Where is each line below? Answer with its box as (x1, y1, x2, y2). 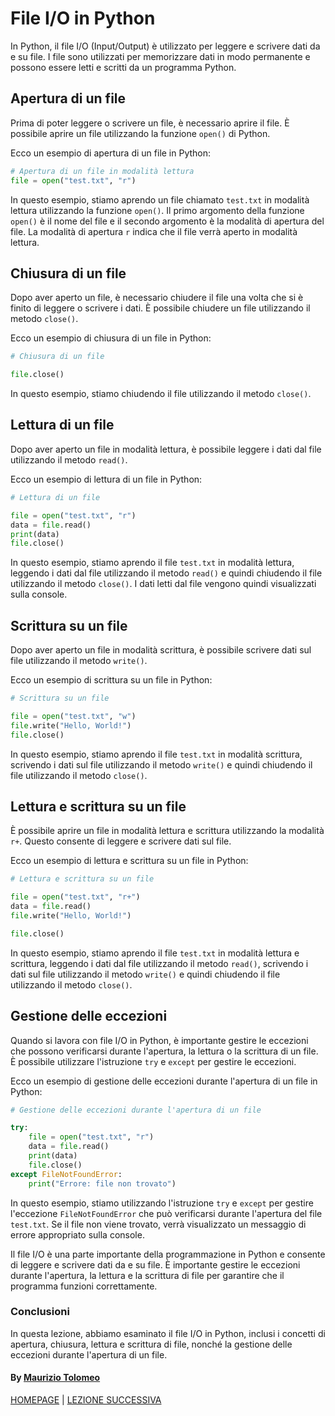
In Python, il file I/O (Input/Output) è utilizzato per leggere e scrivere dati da (10, 40, 321, 52)
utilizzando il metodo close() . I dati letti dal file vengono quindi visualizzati (10, 578, 317, 590)
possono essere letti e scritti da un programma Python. (10, 61, 237, 73)
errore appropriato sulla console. (10, 1228, 145, 1241)
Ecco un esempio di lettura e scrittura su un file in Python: (10, 855, 249, 867)
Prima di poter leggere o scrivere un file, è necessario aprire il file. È (10, 117, 290, 129)
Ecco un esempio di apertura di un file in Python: (10, 147, 212, 159)
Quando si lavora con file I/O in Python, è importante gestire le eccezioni (10, 1034, 309, 1046)
